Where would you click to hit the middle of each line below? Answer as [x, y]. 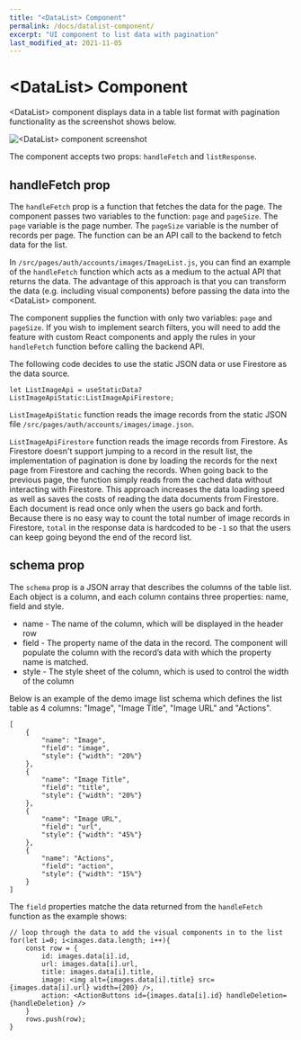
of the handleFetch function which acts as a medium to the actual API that [145, 272]
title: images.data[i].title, [98, 972]
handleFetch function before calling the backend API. [107, 346]
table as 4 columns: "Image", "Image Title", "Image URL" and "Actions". [141, 708]
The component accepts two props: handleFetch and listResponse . [133, 157]
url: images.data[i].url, [90, 964]
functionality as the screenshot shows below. [93, 121]
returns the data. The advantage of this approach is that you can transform [148, 281]
